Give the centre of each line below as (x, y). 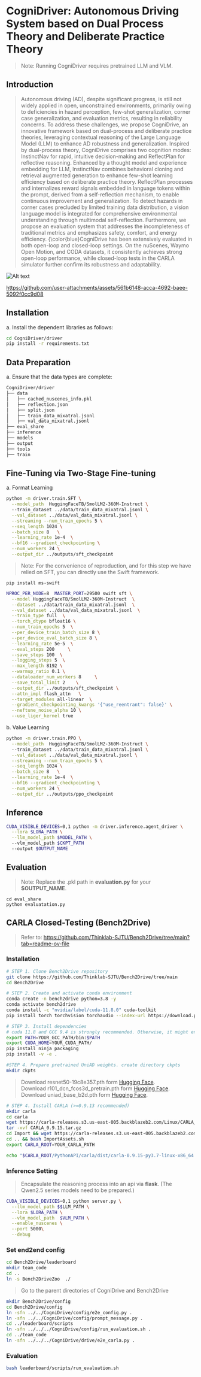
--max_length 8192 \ (37, 666)
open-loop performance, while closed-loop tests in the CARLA (98, 258)
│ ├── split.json (31, 410)
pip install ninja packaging (42, 1049)
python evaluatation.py (36, 904)
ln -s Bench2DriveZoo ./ (38, 1279)
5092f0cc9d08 (25, 294)
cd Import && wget (29, 1134)
